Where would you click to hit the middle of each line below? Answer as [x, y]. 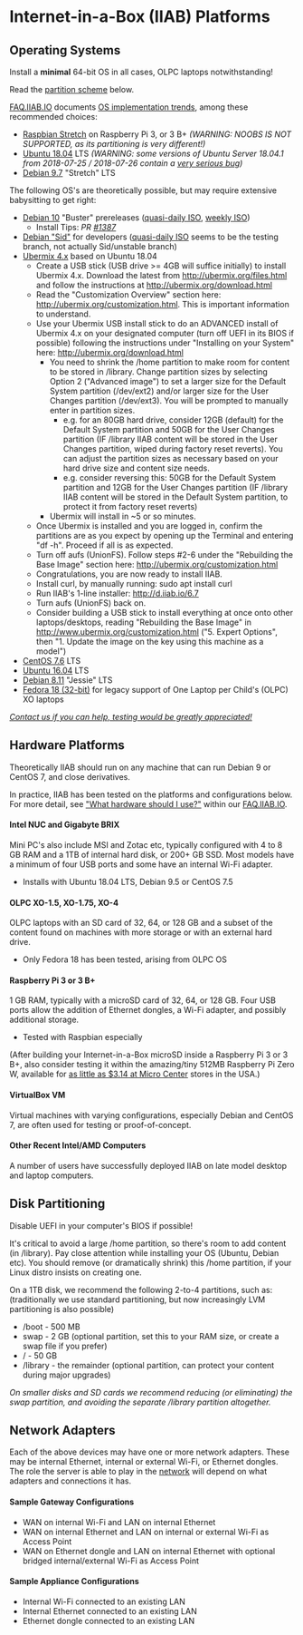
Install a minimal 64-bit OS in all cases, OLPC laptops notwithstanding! [141, 72]
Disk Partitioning [57, 1204]
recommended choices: [53, 117]
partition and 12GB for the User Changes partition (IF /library [175, 487]
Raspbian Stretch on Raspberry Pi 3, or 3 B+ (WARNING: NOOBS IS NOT [157, 134]
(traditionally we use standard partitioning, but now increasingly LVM [137, 1299]
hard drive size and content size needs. [137, 468]
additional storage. [44, 1020]
